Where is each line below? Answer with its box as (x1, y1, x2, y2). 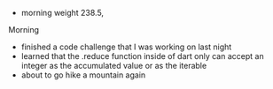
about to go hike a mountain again (20, 70, 146, 80)
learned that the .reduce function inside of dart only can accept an (20, 51, 264, 61)
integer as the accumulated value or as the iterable (20, 61, 207, 70)
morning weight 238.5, (20, 8, 104, 18)
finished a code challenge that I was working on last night (20, 41, 232, 52)
